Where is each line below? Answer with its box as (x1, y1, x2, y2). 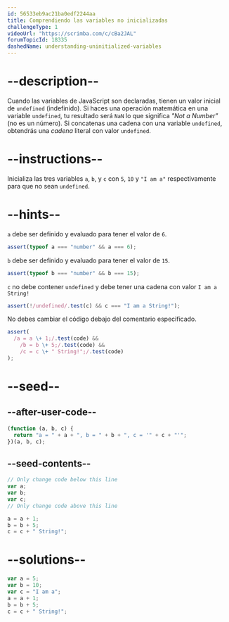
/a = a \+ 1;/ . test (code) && (13, 335, 99, 342)
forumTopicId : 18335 (7, 37, 68, 44)
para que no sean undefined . (7, 182, 90, 190)
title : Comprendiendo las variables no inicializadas (7, 17, 169, 24)
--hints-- (7, 207, 61, 222)
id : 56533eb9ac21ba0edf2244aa (7, 10, 96, 18)
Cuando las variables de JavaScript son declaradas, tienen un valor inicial (7, 96, 221, 105)
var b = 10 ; (7, 582, 42, 589)
